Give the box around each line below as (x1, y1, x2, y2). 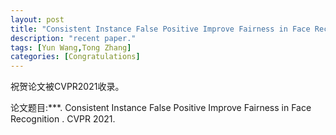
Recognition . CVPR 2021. (10, 113, 116, 125)
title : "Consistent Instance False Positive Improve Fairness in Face (10, 24, 311, 34)
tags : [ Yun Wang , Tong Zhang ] (10, 42, 132, 53)
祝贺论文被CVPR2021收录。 (10, 81, 125, 93)
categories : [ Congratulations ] (10, 52, 141, 62)
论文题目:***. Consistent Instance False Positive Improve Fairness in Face (10, 102, 312, 114)
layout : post (10, 14, 65, 25)
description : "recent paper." (10, 33, 137, 43)
